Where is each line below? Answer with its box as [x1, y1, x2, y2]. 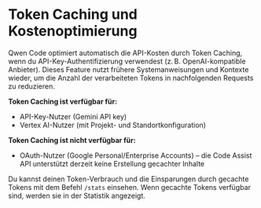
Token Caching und [8, 5, 138, 24]
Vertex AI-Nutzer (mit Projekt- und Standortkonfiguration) [19, 120, 207, 130]
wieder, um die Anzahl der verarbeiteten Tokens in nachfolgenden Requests [8, 73, 254, 82]
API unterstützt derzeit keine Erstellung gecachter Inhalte [19, 159, 205, 168]
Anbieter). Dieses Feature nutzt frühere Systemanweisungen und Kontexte [8, 64, 249, 74]
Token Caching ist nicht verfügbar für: [8, 135, 136, 144]
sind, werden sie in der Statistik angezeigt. [8, 191, 145, 200]
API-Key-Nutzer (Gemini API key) [19, 111, 127, 121]
